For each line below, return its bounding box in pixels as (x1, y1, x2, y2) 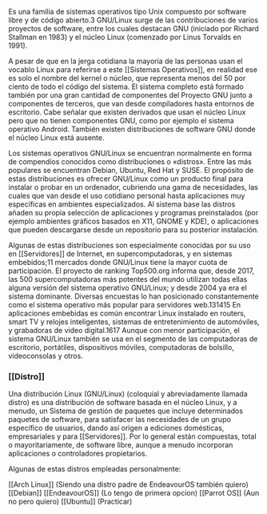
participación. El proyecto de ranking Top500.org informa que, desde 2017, (8, 266, 254, 275)
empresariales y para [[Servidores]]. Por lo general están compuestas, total (8, 432, 257, 441)
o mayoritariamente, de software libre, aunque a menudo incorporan (8, 440, 233, 450)
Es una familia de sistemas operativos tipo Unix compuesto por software (8, 7, 246, 16)
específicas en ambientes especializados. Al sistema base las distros (8, 199, 236, 209)
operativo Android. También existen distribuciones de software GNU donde (8, 124, 256, 134)
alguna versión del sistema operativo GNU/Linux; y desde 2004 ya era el (8, 283, 248, 292)
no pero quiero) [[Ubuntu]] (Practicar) (8, 496, 133, 507)
